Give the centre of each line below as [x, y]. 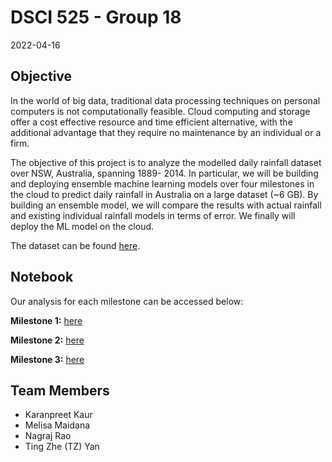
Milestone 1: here [46, 320]
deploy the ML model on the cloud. [82, 226]
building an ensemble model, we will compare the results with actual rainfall [166, 205]
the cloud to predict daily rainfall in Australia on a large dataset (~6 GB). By [164, 194]
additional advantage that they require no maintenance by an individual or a [166, 132]
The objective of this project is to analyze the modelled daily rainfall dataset [166, 162]
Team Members [60, 390]
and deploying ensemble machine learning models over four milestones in [162, 183]
